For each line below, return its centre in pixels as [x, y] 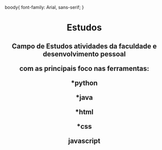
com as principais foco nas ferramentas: [84, 68]
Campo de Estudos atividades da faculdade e [84, 46]
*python [84, 83]
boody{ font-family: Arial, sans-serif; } [44, 7]
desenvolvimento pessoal [84, 54]
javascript [84, 141]
